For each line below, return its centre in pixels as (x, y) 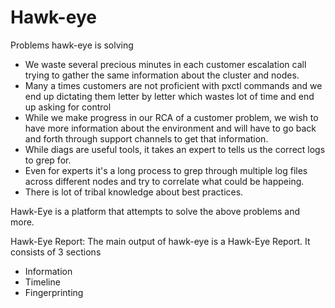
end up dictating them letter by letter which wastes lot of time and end (169, 96)
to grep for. (48, 160)
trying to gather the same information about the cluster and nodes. (162, 75)
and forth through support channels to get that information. (146, 138)
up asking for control (68, 107)
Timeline (42, 282)
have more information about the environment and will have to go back (170, 128)
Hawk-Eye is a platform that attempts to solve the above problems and (155, 211)
